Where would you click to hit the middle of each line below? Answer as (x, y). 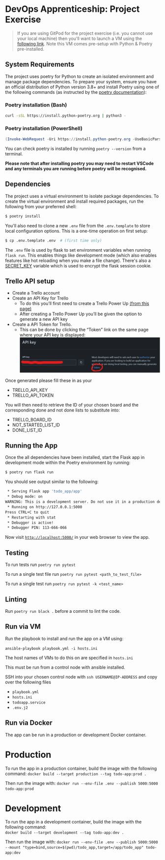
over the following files (28, 682)
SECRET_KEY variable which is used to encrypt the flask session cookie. (78, 265)
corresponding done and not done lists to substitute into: (63, 410)
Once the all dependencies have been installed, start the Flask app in (75, 457)
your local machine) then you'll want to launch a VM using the (80, 38)
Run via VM (23, 627)
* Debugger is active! (30, 523)
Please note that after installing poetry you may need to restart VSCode (79, 163)
